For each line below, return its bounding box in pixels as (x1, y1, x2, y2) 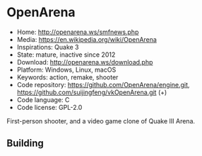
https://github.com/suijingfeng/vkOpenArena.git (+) (16, 88, 167, 96)
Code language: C (16, 95, 70, 104)
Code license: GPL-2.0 (16, 103, 83, 111)
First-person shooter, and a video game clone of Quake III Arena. (6, 116, 196, 125)
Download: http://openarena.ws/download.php (16, 57, 153, 66)
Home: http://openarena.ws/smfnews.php (16, 28, 139, 36)
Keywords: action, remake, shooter (16, 72, 119, 82)
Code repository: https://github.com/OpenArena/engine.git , (16, 80, 190, 89)
